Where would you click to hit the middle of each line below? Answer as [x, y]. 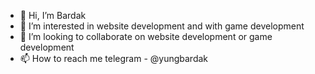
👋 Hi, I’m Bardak [53, 15]
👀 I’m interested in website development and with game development [162, 26]
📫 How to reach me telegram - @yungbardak [114, 58]
